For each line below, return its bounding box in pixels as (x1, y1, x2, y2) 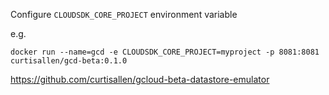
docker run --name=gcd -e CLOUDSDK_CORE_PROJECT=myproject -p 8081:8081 (10, 47, 320, 57)
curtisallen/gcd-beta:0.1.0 (10, 56, 128, 66)
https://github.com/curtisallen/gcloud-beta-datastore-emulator (10, 74, 270, 85)
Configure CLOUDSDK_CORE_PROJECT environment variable (10, 9, 238, 20)
